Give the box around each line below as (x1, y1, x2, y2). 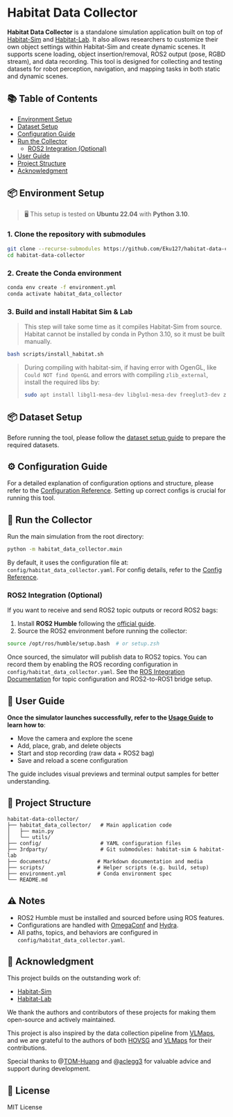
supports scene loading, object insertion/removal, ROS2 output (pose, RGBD (7, 50, 226, 58)
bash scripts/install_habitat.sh (7, 350, 104, 358)
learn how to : (7, 721, 46, 729)
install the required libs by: (24, 378, 101, 386)
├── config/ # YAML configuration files (7, 840, 182, 847)
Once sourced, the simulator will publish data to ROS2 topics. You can (7, 653, 207, 661)
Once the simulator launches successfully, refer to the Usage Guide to (7, 713, 214, 722)
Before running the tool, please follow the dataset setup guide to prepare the (7, 433, 226, 442)
